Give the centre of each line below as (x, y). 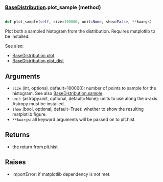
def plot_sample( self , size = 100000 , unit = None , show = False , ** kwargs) (79, 22)
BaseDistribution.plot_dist (38, 61)
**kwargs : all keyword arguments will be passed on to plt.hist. (74, 119)
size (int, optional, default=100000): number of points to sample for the (84, 88)
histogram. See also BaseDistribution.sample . (58, 93)
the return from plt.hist (35, 147)
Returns (18, 135)
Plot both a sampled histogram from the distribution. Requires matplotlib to (80, 31)
